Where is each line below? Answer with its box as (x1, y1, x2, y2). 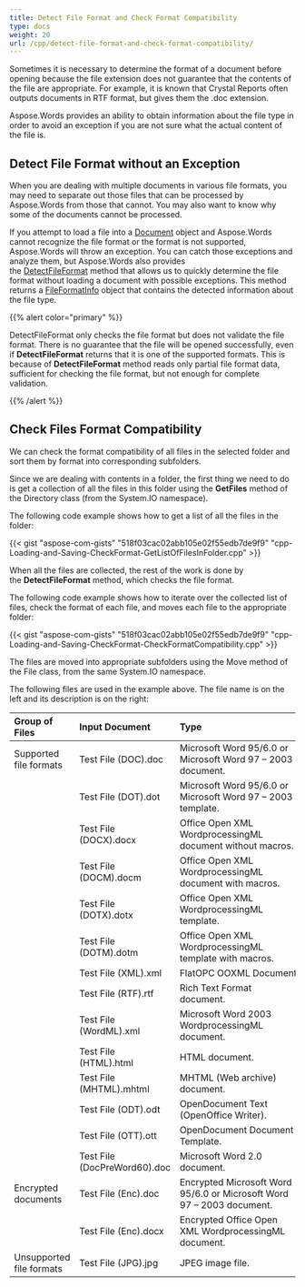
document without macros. (179, 839, 294, 851)
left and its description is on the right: (9, 693, 150, 704)
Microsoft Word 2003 (179, 1007, 272, 1020)
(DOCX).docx (78, 833, 136, 846)
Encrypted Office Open (179, 1213, 279, 1226)
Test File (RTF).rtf (78, 987, 154, 1000)
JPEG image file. (179, 1256, 250, 1269)
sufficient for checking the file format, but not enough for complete (9, 368, 261, 379)
